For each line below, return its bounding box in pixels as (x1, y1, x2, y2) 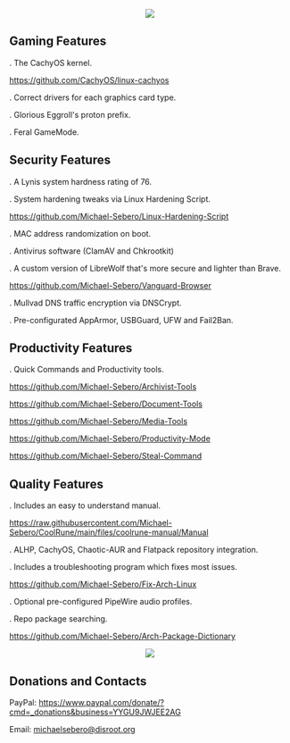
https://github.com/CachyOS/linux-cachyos (9, 74, 170, 85)
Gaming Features (9, 34, 107, 49)
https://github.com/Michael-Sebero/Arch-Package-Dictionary (9, 630, 236, 642)
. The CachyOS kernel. (9, 57, 92, 68)
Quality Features (9, 476, 104, 491)
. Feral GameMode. (9, 126, 79, 138)
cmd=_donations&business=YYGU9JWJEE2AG (9, 706, 181, 718)
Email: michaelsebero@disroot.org (9, 724, 136, 735)
